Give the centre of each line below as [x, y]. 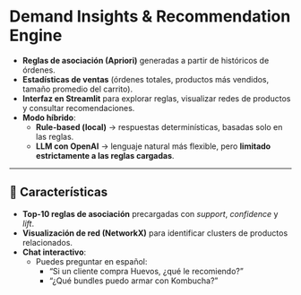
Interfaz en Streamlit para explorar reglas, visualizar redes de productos [156, 98]
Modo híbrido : [49, 117]
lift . [28, 223]
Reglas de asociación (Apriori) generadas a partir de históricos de [146, 60]
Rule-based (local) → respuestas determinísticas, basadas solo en [159, 126]
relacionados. [47, 242]
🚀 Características [59, 192]
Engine [36, 35]
